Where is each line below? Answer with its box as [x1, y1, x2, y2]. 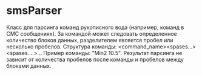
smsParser [6, 4, 62, 18]
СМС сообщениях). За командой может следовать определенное [6, 30, 177, 37]
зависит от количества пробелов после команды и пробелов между [6, 56, 184, 63]
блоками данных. [6, 62, 52, 70]
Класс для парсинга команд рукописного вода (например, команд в [6, 24, 184, 31]
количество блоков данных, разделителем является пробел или [6, 36, 173, 44]
